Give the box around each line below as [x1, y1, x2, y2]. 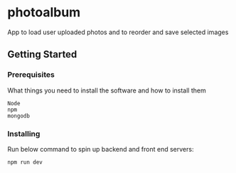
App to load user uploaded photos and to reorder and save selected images [7, 28, 229, 36]
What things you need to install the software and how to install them [7, 86, 206, 95]
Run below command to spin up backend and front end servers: [7, 145, 194, 153]
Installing [7, 129, 41, 139]
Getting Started [7, 48, 77, 61]
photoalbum [7, 4, 81, 21]
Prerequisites [7, 70, 55, 80]
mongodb [7, 112, 31, 120]
